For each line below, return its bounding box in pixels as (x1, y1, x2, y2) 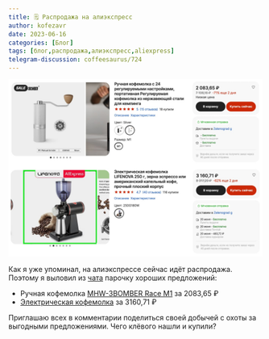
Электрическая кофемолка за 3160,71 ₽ (19, 297, 157, 307)
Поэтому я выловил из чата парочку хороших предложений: (8, 273, 217, 282)
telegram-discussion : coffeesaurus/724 (8, 56, 143, 64)
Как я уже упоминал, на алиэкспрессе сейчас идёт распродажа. (8, 264, 233, 274)
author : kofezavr (8, 21, 67, 30)
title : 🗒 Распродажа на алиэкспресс (8, 13, 133, 21)
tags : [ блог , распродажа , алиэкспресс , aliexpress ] (8, 47, 175, 56)
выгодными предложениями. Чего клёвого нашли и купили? (8, 321, 217, 331)
